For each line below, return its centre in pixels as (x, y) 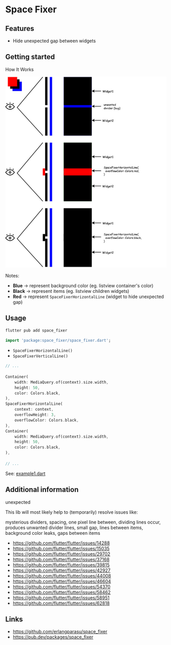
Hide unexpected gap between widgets (54, 41)
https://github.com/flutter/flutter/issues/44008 (62, 576)
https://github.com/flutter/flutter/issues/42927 (62, 570)
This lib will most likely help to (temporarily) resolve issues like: (72, 512)
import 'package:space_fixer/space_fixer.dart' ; (58, 341)
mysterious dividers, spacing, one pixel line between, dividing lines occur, (83, 522)
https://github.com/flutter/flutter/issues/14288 (61, 543)
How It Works (20, 69)
